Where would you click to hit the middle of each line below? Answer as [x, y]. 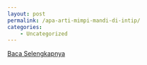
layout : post [27, 14]
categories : [25, 27]
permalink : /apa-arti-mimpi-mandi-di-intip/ [74, 20]
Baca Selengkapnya [36, 54]
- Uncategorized [44, 34]
